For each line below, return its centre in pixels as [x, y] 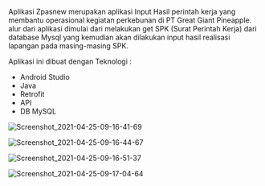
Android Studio [45, 77]
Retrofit [32, 94]
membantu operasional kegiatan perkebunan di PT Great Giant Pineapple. [130, 20]
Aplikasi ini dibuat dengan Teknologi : [70, 61]
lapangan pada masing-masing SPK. [68, 46]
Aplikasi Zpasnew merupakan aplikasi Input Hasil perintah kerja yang [122, 12]
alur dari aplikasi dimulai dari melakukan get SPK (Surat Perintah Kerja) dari [132, 29]
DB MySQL [38, 111]
